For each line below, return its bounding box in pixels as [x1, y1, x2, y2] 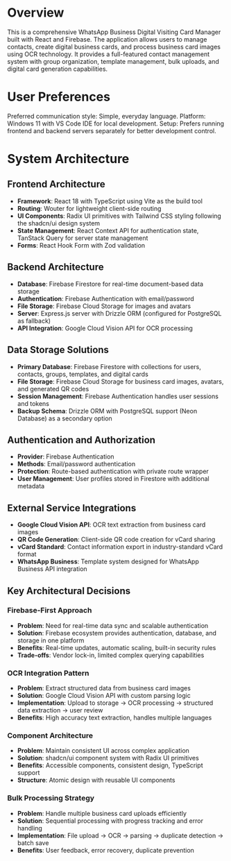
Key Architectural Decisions [7, 585, 130, 597]
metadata [17, 482, 45, 491]
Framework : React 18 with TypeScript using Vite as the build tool [17, 196, 203, 205]
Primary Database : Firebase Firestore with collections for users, [17, 362, 201, 370]
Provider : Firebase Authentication [17, 452, 114, 461]
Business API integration [17, 565, 88, 573]
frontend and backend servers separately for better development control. [7, 126, 216, 135]
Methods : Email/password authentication [17, 460, 136, 468]
